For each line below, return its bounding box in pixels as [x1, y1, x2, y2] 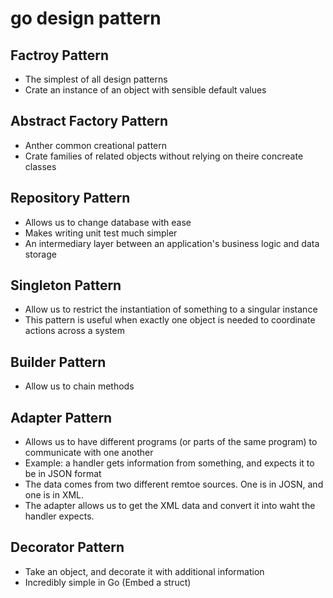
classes [24, 160, 57, 172]
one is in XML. [24, 489, 85, 501]
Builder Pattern [10, 353, 107, 371]
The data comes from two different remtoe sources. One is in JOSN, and [24, 478, 324, 491]
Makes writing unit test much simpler [24, 227, 178, 239]
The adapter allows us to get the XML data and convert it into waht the [24, 500, 316, 512]
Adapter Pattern [10, 409, 113, 426]
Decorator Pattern [10, 539, 125, 556]
